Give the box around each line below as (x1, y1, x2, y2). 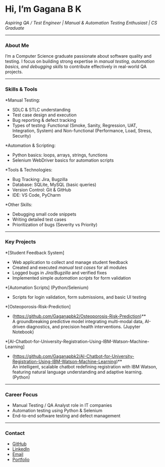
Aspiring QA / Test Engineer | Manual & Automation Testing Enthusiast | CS (5, 20, 157, 26)
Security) (12, 133, 31, 139)
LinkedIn (12, 446, 30, 452)
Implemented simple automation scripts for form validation (12, 275, 131, 281)
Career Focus (5, 391, 38, 398)
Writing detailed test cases (12, 216, 66, 222)
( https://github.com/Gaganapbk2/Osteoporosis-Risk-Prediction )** (12, 313, 146, 319)
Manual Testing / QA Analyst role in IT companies (12, 402, 112, 408)
